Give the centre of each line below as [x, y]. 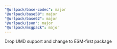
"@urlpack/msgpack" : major [32, 28]
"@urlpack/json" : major [29, 23]
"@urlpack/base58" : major [31, 14]
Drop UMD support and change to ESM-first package [58, 41]
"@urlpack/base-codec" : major [35, 9]
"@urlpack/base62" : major [31, 18]
